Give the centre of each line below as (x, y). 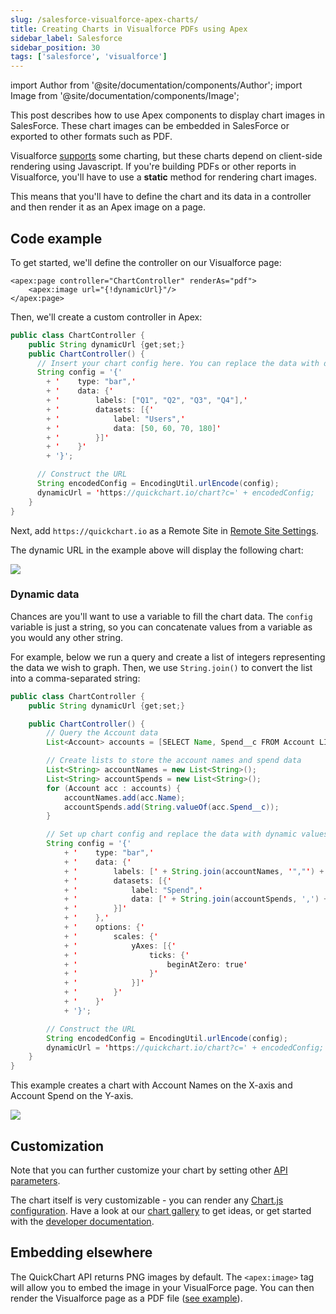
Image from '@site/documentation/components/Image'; (125, 96)
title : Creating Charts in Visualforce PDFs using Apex (129, 29)
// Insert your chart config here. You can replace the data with (178, 363)
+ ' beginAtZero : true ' (155, 964)
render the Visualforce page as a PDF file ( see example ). (126, 1298)
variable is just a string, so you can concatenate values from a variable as (161, 627)
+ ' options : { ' (104, 927)
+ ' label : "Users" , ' (116, 419)
